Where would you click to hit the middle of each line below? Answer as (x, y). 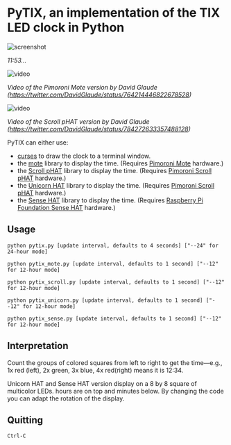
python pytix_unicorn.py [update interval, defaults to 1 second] (105, 300)
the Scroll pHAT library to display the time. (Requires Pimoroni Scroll (114, 170)
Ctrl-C (17, 436)
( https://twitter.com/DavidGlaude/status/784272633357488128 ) (99, 129)
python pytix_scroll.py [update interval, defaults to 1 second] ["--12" (116, 282)
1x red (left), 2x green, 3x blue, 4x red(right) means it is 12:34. (95, 370)
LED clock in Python (66, 27)
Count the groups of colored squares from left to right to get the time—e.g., (115, 362)
